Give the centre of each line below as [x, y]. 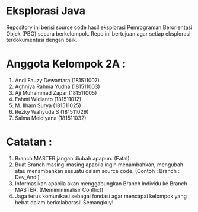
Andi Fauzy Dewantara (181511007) [57, 80]
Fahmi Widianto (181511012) [48, 99]
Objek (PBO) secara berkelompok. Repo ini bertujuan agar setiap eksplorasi [98, 33]
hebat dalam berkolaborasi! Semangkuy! [64, 202]
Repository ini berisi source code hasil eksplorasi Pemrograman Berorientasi [99, 27]
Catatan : [29, 142]
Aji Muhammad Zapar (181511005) [56, 92]
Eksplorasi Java [46, 11]
